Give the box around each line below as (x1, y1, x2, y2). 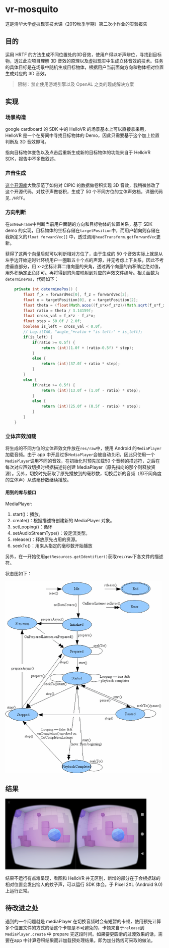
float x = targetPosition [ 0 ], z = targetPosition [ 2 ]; (23, 297, 138, 303)
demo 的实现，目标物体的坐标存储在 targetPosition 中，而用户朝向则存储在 (5, 227, 160, 233)
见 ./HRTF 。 (5, 194, 28, 201)
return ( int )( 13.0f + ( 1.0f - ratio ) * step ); (41, 388, 141, 393)
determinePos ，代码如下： (5, 276, 59, 282)
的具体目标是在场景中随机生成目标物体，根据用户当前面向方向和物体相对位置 (5, 64, 164, 70)
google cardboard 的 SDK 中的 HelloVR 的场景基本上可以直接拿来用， (5, 126, 149, 132)
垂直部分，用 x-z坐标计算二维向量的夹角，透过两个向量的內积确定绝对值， (9, 264, 163, 270)
